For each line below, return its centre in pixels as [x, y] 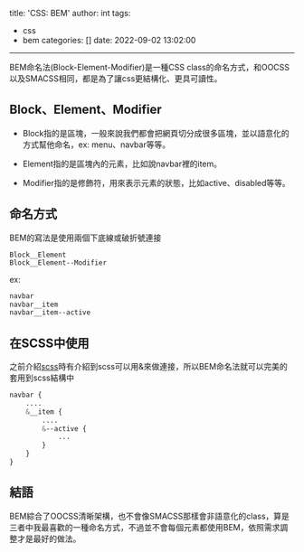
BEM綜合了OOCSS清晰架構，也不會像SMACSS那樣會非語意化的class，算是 [149, 516]
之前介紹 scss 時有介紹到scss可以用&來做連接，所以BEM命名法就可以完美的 [148, 367]
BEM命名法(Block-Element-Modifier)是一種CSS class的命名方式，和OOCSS [150, 67]
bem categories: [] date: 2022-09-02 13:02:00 [109, 40]
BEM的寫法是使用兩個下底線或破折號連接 [85, 238]
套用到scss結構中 [42, 378]
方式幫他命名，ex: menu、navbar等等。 [96, 145]
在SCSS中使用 [49, 343]
